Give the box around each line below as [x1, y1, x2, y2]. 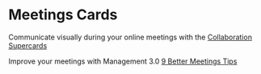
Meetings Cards [8, 6, 118, 24]
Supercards [8, 40, 48, 50]
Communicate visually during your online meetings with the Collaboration [8, 32, 253, 42]
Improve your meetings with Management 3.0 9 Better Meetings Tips [8, 56, 238, 66]
